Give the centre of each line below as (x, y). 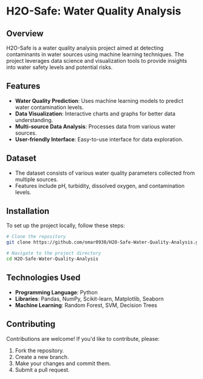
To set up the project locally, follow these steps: (66, 225)
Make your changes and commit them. (63, 363)
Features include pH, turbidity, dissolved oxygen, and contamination (100, 186)
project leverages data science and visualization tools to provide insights (97, 61)
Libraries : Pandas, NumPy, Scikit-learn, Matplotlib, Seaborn (89, 299)
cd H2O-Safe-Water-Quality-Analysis (52, 259)
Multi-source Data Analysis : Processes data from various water (95, 126)
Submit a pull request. (42, 369)
